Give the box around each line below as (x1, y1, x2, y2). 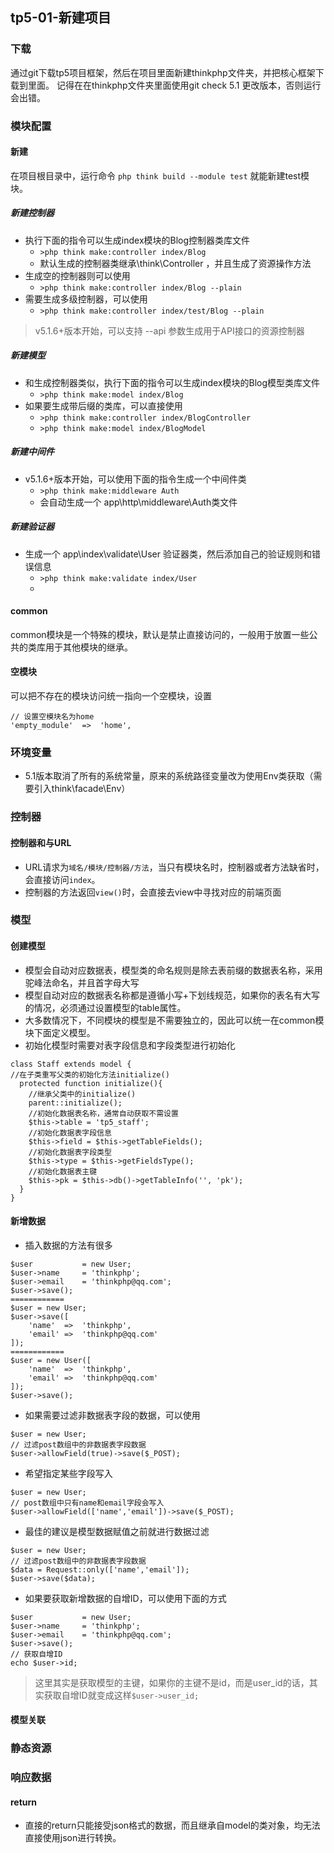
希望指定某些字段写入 (24, 1467, 113, 1479)
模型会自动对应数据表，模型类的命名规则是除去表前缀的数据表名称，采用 (24, 964, 323, 976)
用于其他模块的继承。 (44, 641, 133, 653)
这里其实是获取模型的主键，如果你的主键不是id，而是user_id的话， (34, 1676, 310, 1688)
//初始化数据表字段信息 (28, 1128, 112, 1138)
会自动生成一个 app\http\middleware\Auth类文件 (39, 496, 238, 508)
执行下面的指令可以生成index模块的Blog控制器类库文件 (24, 234, 251, 246)
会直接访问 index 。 (24, 873, 101, 885)
